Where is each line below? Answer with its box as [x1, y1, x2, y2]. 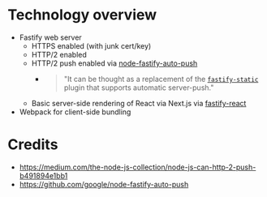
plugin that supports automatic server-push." [63, 83, 214, 92]
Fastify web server [19, 32, 82, 42]
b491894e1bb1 [19, 170, 68, 180]
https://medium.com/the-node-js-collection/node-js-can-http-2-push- [19, 162, 256, 172]
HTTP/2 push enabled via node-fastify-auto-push [31, 58, 198, 68]
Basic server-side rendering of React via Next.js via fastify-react [31, 98, 247, 108]
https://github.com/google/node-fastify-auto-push [19, 179, 189, 189]
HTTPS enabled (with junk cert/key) [31, 41, 152, 50]
